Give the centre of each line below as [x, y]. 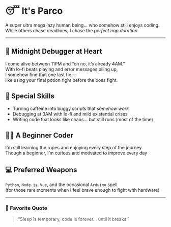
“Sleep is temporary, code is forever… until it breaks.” [74, 219]
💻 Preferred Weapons [41, 169]
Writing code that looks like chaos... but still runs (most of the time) [83, 119]
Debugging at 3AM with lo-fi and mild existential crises [70, 114]
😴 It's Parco [34, 11]
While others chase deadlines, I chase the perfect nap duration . [72, 30]
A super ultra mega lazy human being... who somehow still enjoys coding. [82, 25]
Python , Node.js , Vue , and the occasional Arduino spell [62, 185]
